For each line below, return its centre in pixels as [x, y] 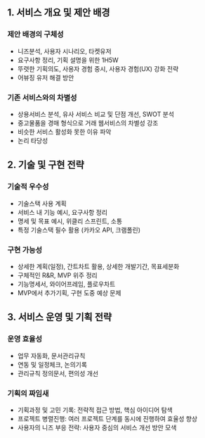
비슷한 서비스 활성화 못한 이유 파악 [64, 132]
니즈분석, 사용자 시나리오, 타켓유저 [64, 51]
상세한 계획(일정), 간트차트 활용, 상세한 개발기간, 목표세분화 [98, 266]
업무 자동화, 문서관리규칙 [51, 356]
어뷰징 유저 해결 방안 [46, 77]
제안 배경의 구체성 [36, 35]
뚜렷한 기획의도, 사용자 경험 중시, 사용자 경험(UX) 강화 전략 [98, 68]
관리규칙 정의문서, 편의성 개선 [58, 373]
